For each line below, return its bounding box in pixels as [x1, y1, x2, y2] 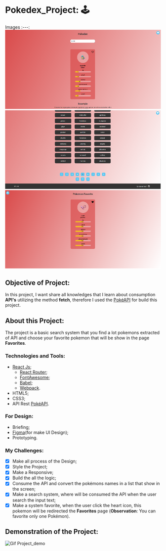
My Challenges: [5, 447, 44, 454]
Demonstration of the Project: [5, 527, 99, 536]
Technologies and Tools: [5, 353, 66, 360]
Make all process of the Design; [12, 459, 77, 464]
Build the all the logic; [12, 475, 56, 481]
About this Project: [5, 317, 64, 325]
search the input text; [12, 497, 56, 503]
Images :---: [5, 24, 30, 30]
